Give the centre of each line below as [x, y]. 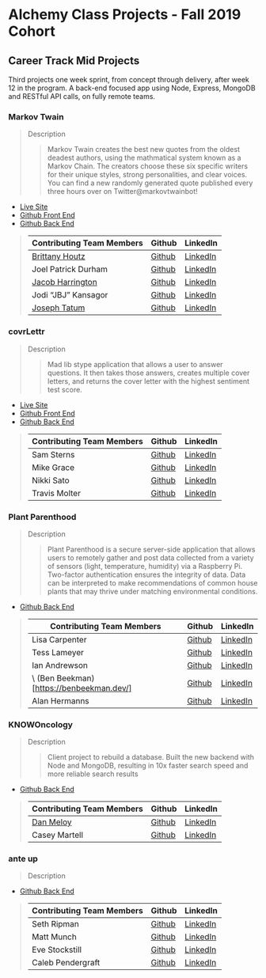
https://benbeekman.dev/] [84, 688]
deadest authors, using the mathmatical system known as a [144, 158]
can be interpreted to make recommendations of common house [152, 582]
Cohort [32, 31]
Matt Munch [54, 937]
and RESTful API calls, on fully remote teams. [82, 96]
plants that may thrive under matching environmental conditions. [152, 591]
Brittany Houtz [58, 256]
